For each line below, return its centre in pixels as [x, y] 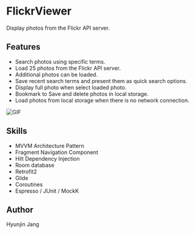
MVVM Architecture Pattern [50, 145]
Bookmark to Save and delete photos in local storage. [82, 94]
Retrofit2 [26, 172]
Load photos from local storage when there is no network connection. [102, 100]
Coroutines [29, 184]
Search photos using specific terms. [60, 61]
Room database [35, 165]
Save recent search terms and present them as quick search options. [101, 81]
